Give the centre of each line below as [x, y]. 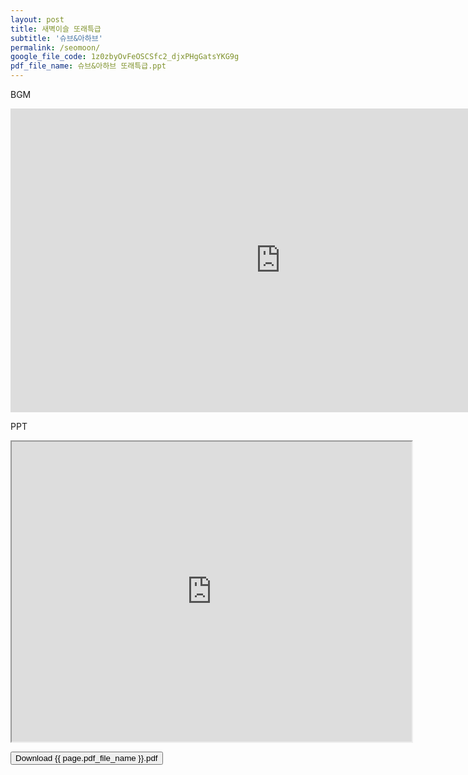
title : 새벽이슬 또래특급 [56, 29]
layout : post [37, 19]
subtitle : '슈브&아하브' [56, 38]
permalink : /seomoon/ [55, 47]
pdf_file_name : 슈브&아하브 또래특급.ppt [88, 66]
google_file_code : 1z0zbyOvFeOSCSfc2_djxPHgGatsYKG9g [125, 57]
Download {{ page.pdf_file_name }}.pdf [86, 758]
